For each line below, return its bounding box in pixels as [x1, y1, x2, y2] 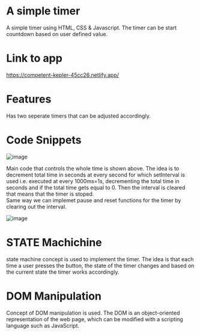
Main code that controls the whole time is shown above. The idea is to [6, 164, 180, 172]
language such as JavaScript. [6, 322, 80, 329]
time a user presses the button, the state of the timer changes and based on [6, 262, 195, 269]
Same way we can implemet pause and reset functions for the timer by [6, 196, 181, 204]
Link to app [6, 52, 63, 65]
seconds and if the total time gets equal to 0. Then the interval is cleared [6, 184, 186, 191]
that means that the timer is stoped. [6, 190, 94, 198]
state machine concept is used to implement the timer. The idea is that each [6, 255, 194, 262]
